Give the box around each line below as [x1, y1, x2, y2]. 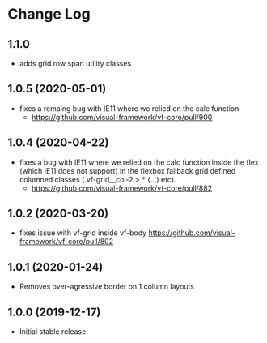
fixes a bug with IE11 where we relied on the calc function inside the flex [19, 157, 259, 167]
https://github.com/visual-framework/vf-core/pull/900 [31, 112, 213, 122]
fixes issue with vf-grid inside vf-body [19, 228, 147, 238]
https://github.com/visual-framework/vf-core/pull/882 [31, 183, 212, 193]
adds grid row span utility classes [19, 58, 132, 68]
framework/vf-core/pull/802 [19, 237, 114, 247]
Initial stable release [19, 327, 87, 337]
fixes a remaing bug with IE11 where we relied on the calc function [19, 103, 239, 114]
